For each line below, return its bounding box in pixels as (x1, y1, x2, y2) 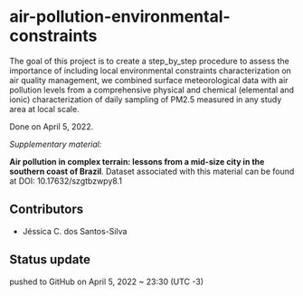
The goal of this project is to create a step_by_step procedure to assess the (9, 55, 289, 66)
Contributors (9, 202, 84, 217)
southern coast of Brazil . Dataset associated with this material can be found (9, 166, 295, 177)
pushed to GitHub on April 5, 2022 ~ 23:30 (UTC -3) (9, 276, 204, 287)
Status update (9, 252, 90, 268)
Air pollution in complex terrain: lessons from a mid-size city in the (9, 156, 265, 167)
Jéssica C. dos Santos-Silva (22, 225, 128, 236)
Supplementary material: (9, 138, 102, 149)
